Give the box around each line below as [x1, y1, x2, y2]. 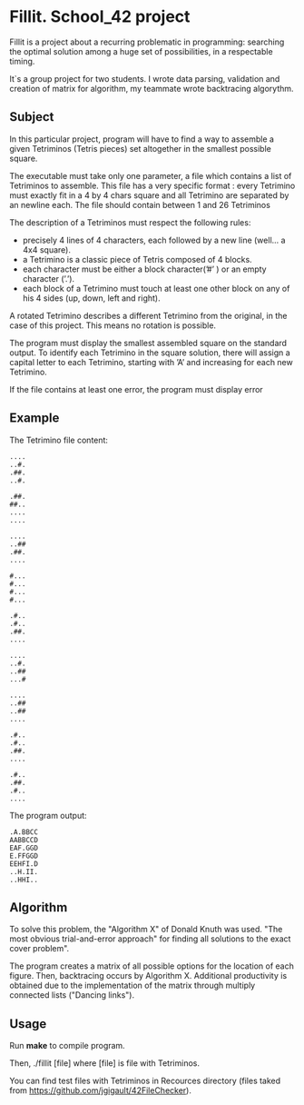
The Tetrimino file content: [9, 434, 109, 445]
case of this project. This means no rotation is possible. [9, 320, 216, 331]
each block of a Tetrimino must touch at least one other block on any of [22, 283, 290, 294]
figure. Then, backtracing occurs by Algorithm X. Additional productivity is [9, 971, 288, 981]
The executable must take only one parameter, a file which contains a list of [9, 170, 292, 181]
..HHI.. [9, 875, 39, 884]
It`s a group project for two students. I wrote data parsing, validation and [9, 73, 280, 84]
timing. [9, 55, 35, 66]
